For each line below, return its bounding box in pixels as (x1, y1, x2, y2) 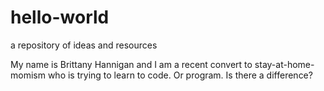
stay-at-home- (254, 58, 315, 70)
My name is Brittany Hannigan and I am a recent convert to (10, 58, 253, 70)
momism (10, 69, 46, 81)
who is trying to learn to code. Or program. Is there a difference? (47, 69, 313, 81)
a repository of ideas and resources (10, 39, 158, 51)
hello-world (10, 6, 110, 29)
